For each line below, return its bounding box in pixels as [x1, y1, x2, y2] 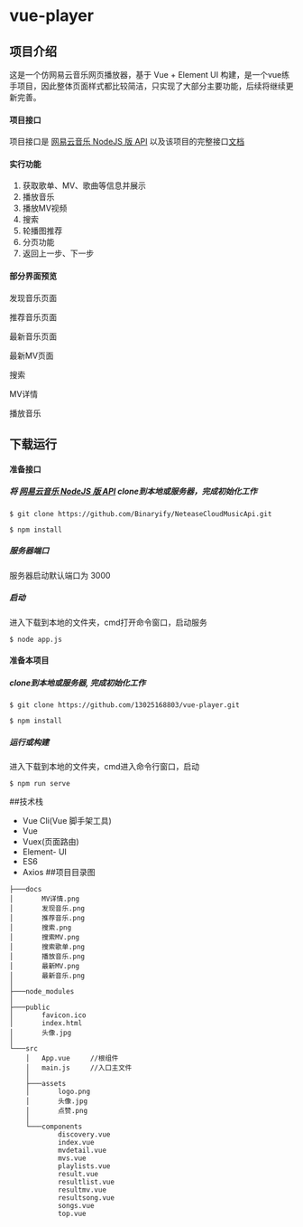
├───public [9, 1003, 50, 1013]
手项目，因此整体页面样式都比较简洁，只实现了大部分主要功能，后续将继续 [9, 80, 286, 91]
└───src [9, 1044, 39, 1053]
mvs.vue [57, 1154, 87, 1163]
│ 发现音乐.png [9, 904, 86, 913]
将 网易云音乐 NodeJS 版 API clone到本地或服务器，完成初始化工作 [9, 486, 258, 497]
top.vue [57, 1209, 87, 1219]
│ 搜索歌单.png [9, 942, 86, 952]
